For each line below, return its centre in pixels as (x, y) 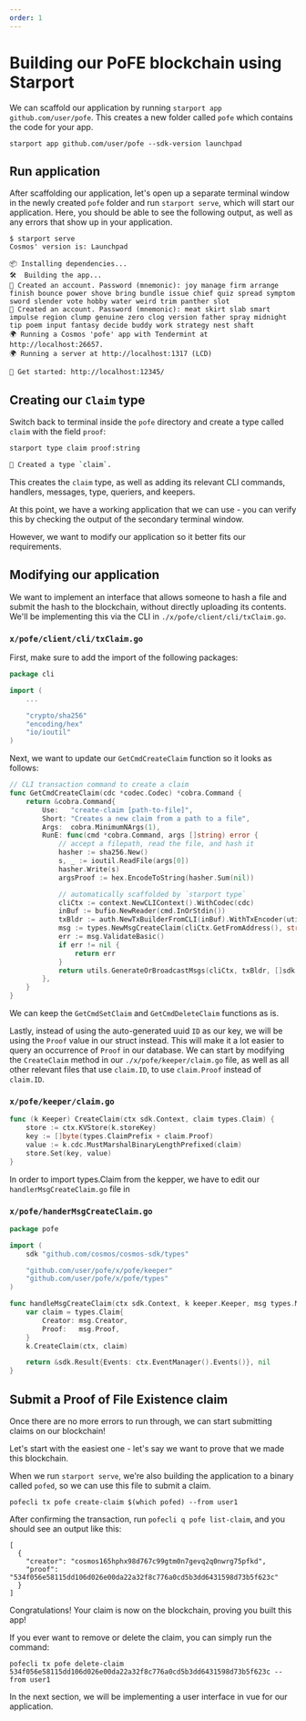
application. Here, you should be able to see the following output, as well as (151, 213)
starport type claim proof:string (75, 448)
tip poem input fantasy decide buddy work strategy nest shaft (132, 326)
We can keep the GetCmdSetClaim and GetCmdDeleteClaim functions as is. (144, 1013)
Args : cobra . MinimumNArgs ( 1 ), (102, 827)
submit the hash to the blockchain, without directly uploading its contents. (148, 606)
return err (95, 953)
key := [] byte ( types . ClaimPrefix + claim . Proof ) (120, 1136)
